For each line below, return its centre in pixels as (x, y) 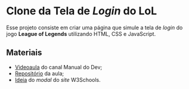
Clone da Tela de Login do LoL (82, 11)
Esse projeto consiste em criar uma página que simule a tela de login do (94, 27)
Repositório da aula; (39, 73)
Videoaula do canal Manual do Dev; (58, 67)
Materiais (24, 53)
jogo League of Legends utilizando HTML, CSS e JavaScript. (81, 33)
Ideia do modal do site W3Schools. (58, 79)
